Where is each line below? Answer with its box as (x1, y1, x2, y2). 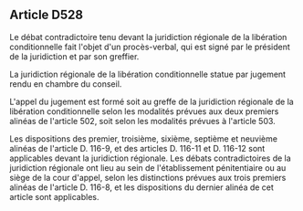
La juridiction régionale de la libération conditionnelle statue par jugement (9, 69, 286, 79)
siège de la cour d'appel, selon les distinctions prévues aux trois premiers (9, 172, 287, 183)
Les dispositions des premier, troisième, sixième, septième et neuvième (9, 132, 278, 144)
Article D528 (9, 7, 84, 23)
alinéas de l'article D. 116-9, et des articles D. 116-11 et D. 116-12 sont (9, 142, 266, 153)
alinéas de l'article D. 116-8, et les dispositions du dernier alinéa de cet (9, 182, 274, 193)
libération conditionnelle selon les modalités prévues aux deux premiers (9, 105, 279, 117)
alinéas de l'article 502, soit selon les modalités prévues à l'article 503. (9, 115, 276, 126)
